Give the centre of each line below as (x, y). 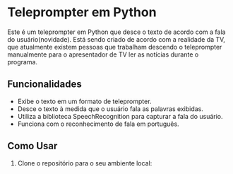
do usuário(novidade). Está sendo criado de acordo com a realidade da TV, (116, 39)
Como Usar (32, 146)
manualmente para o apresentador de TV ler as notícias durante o (103, 54)
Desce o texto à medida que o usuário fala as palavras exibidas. (110, 109)
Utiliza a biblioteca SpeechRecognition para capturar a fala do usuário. (120, 116)
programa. (22, 62)
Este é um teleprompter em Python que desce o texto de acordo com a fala (116, 32)
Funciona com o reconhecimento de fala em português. (98, 124)
